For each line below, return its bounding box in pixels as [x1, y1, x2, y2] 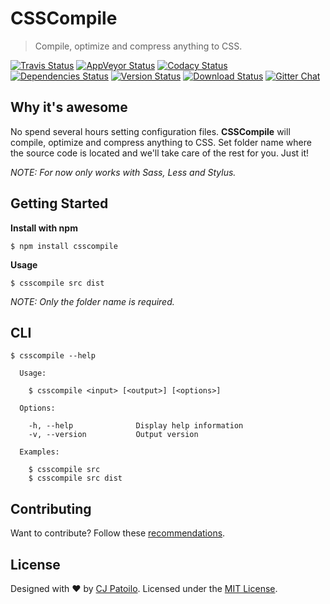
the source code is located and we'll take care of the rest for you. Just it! [10, 147, 310, 159]
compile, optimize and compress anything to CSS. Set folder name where [10, 136, 312, 148]
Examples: [19, 447, 60, 457]
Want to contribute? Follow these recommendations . [10, 527, 226, 539]
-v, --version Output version [28, 430, 199, 440]
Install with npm [10, 222, 78, 234]
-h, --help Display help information [28, 421, 244, 431]
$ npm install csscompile [10, 241, 118, 251]
